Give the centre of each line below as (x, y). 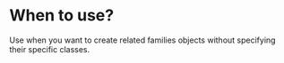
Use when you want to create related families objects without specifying (142, 40)
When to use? (62, 16)
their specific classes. (50, 49)
